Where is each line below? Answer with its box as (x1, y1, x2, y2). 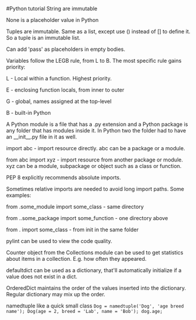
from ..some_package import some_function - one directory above (6, 215, 169, 221)
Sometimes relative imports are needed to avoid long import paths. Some (6, 186, 185, 192)
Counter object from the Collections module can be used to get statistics (6, 249, 184, 256)
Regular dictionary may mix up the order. (6, 291, 105, 298)
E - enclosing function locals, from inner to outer (6, 86, 124, 93)
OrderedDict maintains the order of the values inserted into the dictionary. (6, 285, 187, 292)
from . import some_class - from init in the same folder (6, 226, 139, 233)
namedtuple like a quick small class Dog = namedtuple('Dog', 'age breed (6, 302, 184, 309)
